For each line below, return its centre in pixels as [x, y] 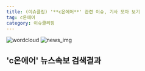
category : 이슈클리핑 [30, 23]
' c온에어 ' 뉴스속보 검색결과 [54, 60]
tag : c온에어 [21, 17]
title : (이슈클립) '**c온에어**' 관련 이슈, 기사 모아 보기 [73, 12]
